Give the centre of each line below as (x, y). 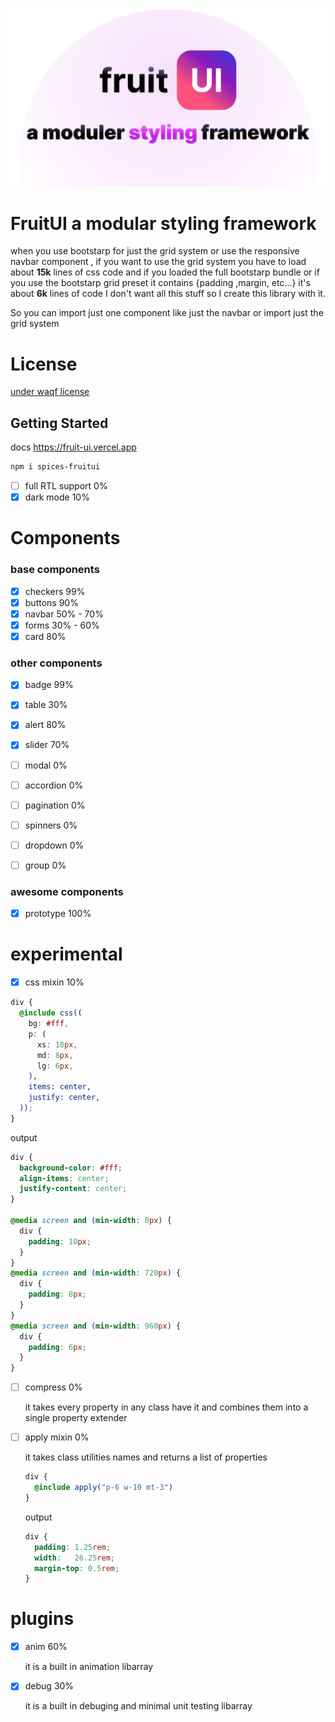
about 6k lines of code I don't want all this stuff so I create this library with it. (168, 294)
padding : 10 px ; (60, 1241)
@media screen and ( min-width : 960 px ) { (96, 1326)
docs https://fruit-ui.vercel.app (73, 447)
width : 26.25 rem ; (75, 1558)
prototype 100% (58, 914)
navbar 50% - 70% (64, 614)
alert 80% (45, 725)
